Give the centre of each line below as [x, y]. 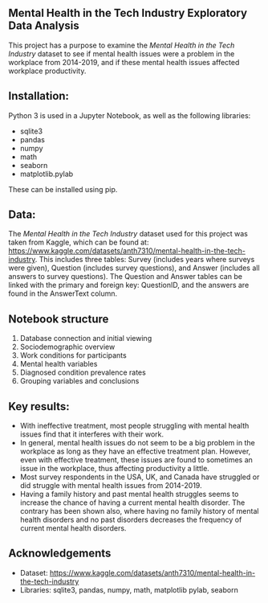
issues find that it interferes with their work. [92, 434]
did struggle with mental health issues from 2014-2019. [111, 486]
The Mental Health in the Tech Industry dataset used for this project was [128, 234]
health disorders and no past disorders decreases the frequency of [131, 520]
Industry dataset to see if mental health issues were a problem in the [122, 53]
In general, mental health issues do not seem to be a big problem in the [137, 443]
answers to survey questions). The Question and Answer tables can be [126, 277]
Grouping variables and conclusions [79, 381]
